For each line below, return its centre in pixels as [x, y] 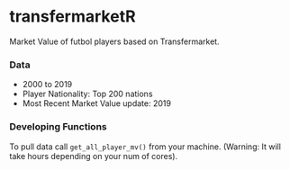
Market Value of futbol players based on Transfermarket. [114, 41]
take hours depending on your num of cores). [94, 156]
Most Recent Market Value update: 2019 [96, 103]
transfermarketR [73, 17]
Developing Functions [58, 127]
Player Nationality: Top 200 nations [87, 94]
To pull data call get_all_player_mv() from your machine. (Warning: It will [145, 147]
